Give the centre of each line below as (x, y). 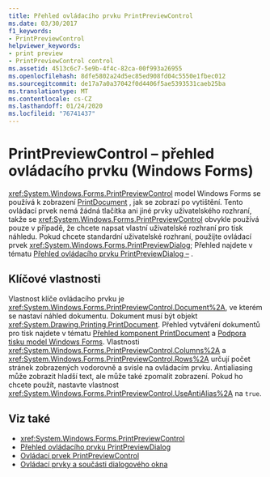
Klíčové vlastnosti (55, 279)
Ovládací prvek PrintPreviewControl (80, 455)
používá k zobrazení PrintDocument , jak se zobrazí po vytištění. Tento (126, 202)
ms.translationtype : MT (49, 91)
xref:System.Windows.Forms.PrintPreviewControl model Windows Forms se (135, 193)
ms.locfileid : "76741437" (52, 114)
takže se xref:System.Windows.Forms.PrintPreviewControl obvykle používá (134, 219)
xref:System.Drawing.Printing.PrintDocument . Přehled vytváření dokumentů (134, 324)
